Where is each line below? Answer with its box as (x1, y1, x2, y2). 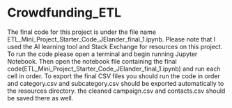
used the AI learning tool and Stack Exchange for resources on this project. (7, 42, 223, 51)
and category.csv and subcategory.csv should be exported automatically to (7, 79, 224, 87)
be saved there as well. (7, 93, 74, 102)
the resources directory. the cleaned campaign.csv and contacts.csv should (7, 87, 226, 95)
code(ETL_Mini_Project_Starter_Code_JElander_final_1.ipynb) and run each (7, 64, 221, 73)
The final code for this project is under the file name (7, 28, 157, 36)
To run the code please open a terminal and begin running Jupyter (7, 50, 198, 58)
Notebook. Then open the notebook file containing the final (7, 57, 177, 65)
